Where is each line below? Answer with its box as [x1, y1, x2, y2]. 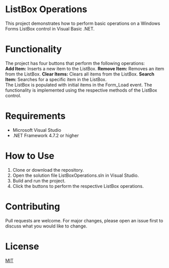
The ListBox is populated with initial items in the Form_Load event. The [5, 82, 152, 88]
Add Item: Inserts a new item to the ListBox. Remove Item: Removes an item [5, 65, 164, 71]
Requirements [5, 110, 66, 122]
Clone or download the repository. [12, 167, 85, 173]
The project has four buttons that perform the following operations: [5, 60, 145, 66]
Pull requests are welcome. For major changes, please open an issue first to [5, 217, 163, 223]
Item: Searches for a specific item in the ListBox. [5, 76, 107, 82]
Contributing [5, 201, 60, 212]
